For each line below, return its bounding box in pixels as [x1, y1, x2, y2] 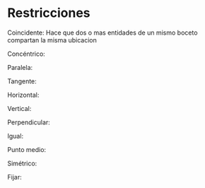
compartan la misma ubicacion [7, 35, 98, 44]
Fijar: [7, 172, 23, 181]
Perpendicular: [7, 118, 51, 127]
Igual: [7, 131, 23, 140]
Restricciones [7, 5, 90, 21]
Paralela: [7, 63, 33, 71]
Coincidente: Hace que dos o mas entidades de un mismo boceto [7, 28, 198, 37]
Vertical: [7, 104, 32, 112]
